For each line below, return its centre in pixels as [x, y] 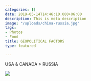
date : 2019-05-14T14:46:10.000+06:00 [44, 14]
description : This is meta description [46, 19]
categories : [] [21, 10]
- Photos [14, 32]
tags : [11, 28]
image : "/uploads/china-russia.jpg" [42, 23]
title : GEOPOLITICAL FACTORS [35, 41]
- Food [12, 37]
